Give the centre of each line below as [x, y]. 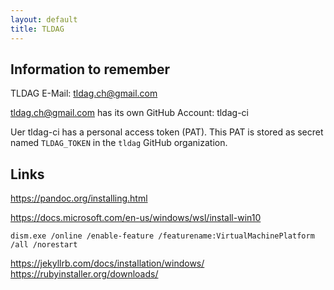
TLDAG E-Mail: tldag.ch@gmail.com [84, 93]
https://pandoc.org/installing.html [79, 198]
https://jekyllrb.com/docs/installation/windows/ [107, 263]
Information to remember [90, 69]
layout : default [44, 19]
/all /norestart [44, 245]
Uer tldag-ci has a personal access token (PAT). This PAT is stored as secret [167, 132]
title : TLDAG [37, 29]
